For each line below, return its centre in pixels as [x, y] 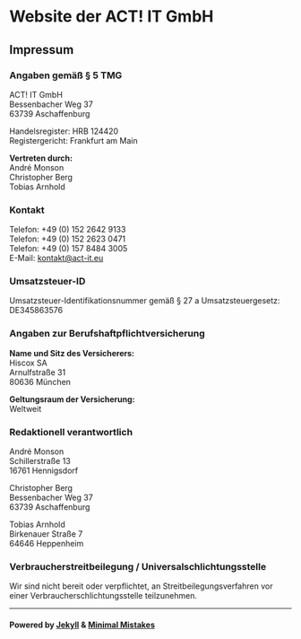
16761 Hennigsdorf [44, 471]
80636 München [40, 381]
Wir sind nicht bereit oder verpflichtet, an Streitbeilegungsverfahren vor [141, 586]
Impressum [42, 50]
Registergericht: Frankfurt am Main [73, 140]
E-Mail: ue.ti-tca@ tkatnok [56, 258]
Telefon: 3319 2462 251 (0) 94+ [68, 230]
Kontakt [27, 210]
